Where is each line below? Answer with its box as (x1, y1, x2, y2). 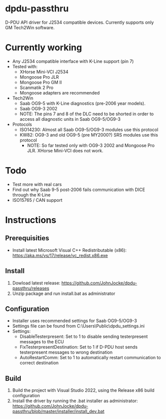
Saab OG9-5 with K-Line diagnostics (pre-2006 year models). (19, 100, 146, 106)
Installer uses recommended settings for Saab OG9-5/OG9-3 (12, 318, 137, 324)
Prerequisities (5, 234, 50, 242)
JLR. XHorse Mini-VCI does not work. (27, 147, 104, 153)
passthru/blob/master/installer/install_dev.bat (12, 409, 105, 415)
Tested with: (12, 63, 38, 69)
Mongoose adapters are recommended (19, 90, 100, 95)
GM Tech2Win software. (5, 24, 55, 30)
